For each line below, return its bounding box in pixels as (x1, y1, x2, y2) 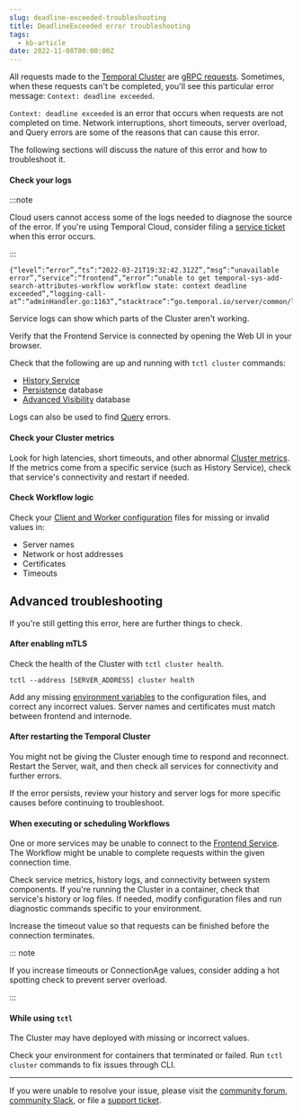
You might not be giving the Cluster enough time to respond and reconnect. (9, 750, 289, 761)
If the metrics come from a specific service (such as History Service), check (9, 462, 292, 472)
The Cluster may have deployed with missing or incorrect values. (9, 1032, 250, 1044)
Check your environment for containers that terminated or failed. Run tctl (9, 1050, 283, 1061)
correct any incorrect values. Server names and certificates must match (9, 701, 276, 712)
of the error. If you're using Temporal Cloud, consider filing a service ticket (9, 221, 286, 232)
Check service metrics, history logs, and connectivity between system (9, 875, 271, 885)
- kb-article (17, 38, 67, 48)
